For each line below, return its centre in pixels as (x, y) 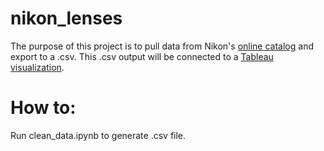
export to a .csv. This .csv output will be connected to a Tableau (142, 56)
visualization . (37, 67)
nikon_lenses (66, 18)
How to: (43, 108)
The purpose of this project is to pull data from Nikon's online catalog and (162, 46)
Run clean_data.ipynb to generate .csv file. (98, 135)
